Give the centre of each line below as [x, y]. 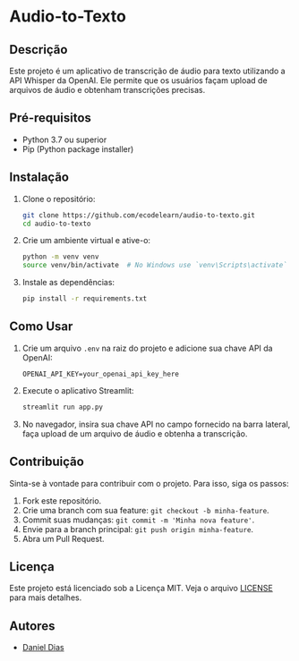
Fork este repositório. [62, 500]
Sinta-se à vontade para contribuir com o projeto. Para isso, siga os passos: [149, 483]
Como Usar [41, 327]
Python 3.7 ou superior [64, 140]
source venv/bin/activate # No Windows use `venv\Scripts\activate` [155, 266]
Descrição [38, 50]
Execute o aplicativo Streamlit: [78, 390]
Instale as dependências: [68, 283]
